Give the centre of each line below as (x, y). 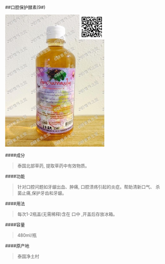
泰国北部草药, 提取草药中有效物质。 (53, 166)
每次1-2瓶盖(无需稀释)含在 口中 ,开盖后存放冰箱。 (67, 214)
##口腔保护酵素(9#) (25, 7)
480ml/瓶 (27, 235)
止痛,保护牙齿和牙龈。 (44, 193)
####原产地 (17, 246)
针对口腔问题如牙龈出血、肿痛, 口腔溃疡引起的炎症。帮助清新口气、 (86, 187)
